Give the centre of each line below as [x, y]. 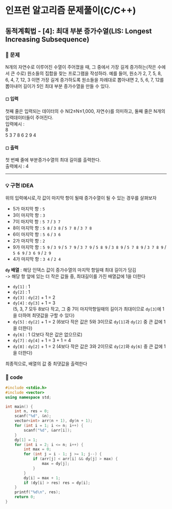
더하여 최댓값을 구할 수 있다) [47, 315]
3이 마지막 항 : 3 [29, 215]
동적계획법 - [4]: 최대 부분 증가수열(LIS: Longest [79, 31]
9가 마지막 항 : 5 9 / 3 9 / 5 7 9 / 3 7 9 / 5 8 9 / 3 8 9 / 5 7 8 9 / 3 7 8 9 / [89, 247]
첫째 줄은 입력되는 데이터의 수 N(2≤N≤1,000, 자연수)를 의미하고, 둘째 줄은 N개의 [85, 111]
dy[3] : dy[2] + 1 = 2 [34, 297]
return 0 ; [25, 497]
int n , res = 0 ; [32, 411]
